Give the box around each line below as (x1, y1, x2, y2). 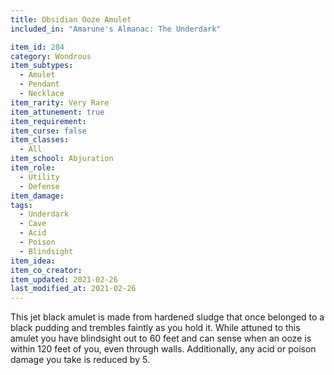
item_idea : (10, 256, 56, 266)
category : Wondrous (10, 51, 92, 61)
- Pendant (19, 79, 60, 90)
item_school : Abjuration (10, 154, 114, 164)
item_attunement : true (10, 107, 105, 117)
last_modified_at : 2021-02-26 (10, 284, 137, 294)
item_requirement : (10, 116, 87, 126)
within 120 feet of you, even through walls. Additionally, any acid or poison (10, 343, 317, 355)
